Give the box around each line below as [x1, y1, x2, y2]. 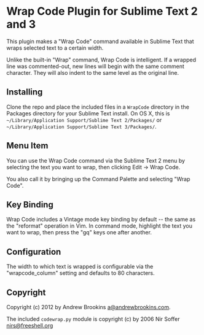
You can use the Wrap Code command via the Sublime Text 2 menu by [6, 156, 186, 164]
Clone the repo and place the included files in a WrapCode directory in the [6, 103, 189, 110]
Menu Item [6, 141, 49, 151]
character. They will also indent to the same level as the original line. [6, 69, 179, 76]
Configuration [6, 247, 61, 257]
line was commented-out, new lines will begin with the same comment [6, 63, 184, 70]
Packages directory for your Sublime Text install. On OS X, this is [6, 109, 170, 117]
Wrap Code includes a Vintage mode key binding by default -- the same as [6, 216, 196, 223]
